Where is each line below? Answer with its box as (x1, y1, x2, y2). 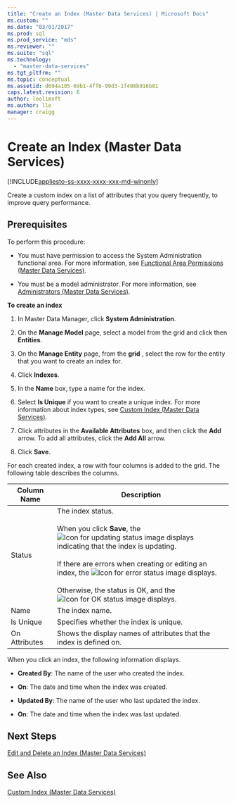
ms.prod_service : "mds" (7, 37, 77, 44)
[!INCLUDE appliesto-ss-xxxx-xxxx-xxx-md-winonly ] (7, 177, 159, 185)
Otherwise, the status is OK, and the (57, 585, 176, 595)
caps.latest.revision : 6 (7, 89, 80, 96)
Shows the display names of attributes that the (57, 628, 211, 638)
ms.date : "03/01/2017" (7, 23, 74, 30)
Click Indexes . (17, 371, 60, 379)
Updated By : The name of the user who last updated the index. (17, 696, 200, 704)
